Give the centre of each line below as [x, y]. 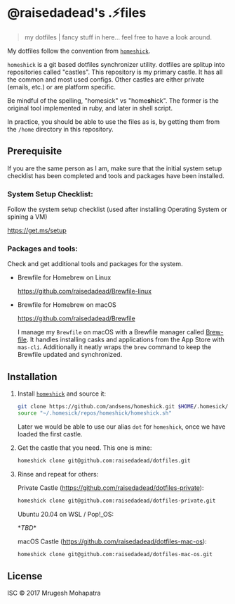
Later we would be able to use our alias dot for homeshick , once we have [121, 427]
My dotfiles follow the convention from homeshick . [79, 51]
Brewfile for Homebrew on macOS [67, 305]
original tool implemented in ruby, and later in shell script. [90, 108]
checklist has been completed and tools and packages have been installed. [116, 175]
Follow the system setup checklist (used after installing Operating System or [117, 209]
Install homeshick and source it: [62, 394]
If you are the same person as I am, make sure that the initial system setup [115, 168]
